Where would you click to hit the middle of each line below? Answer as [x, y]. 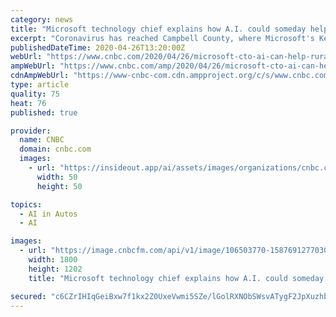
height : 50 [59, 186]
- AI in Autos [48, 214]
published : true [44, 112]
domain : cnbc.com [55, 149]
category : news [42, 19]
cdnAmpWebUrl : [40, 76]
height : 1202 [55, 269]
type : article [40, 85]
